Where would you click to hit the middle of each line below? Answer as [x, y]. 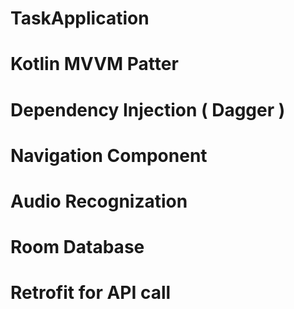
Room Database [77, 247]
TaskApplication [80, 18]
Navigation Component [109, 155]
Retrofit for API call [91, 293]
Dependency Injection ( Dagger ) [148, 109]
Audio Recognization [99, 201]
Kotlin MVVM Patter [94, 64]
